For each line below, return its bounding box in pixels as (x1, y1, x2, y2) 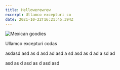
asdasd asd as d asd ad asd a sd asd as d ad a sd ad (5, 50, 115, 56)
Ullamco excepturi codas (5, 41, 57, 47)
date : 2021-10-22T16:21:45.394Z (5, 17, 73, 22)
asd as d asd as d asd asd (5, 60, 60, 66)
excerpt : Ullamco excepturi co (5, 12, 71, 17)
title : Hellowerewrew (5, 7, 51, 13)
